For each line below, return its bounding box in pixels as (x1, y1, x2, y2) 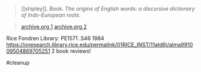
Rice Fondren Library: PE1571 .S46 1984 (6, 35, 104, 41)
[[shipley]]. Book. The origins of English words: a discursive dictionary (20, 5, 195, 12)
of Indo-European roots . (20, 11, 81, 19)
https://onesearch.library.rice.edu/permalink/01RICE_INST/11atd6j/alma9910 (6, 41, 193, 48)
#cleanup (6, 59, 30, 66)
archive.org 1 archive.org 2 (20, 23, 87, 30)
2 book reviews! (51, 47, 91, 55)
